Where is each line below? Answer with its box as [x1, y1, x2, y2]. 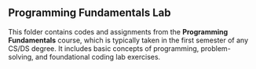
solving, [8, 52, 34, 61]
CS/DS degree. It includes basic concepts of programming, [8, 43, 199, 53]
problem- [200, 43, 232, 53]
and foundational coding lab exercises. [35, 52, 161, 61]
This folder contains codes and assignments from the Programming [8, 27, 229, 36]
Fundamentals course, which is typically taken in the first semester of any [8, 35, 249, 45]
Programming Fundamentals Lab [8, 6, 171, 20]
